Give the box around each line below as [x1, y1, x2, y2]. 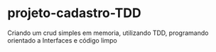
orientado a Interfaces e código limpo [7, 36, 117, 44]
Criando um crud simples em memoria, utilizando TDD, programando [7, 28, 209, 37]
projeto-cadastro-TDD [7, 5, 141, 21]
